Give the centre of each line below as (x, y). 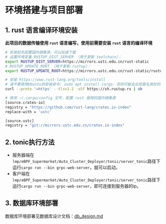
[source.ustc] (20, 121)
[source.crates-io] (25, 102)
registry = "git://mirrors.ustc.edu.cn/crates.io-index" (65, 125)
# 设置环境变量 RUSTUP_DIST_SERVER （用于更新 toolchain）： (63, 57)
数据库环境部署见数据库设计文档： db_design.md (54, 216)
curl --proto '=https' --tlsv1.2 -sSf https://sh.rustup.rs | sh (74, 89)
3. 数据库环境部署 (32, 203)
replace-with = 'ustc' (28, 112)
